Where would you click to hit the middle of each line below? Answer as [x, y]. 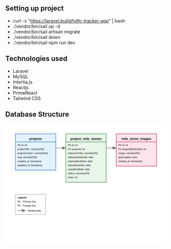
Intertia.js [23, 82]
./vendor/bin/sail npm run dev [44, 43]
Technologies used [36, 59]
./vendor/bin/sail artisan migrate [46, 32]
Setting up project [35, 8]
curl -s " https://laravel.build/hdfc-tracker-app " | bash [69, 20]
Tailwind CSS [27, 98]
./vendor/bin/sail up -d [36, 26]
